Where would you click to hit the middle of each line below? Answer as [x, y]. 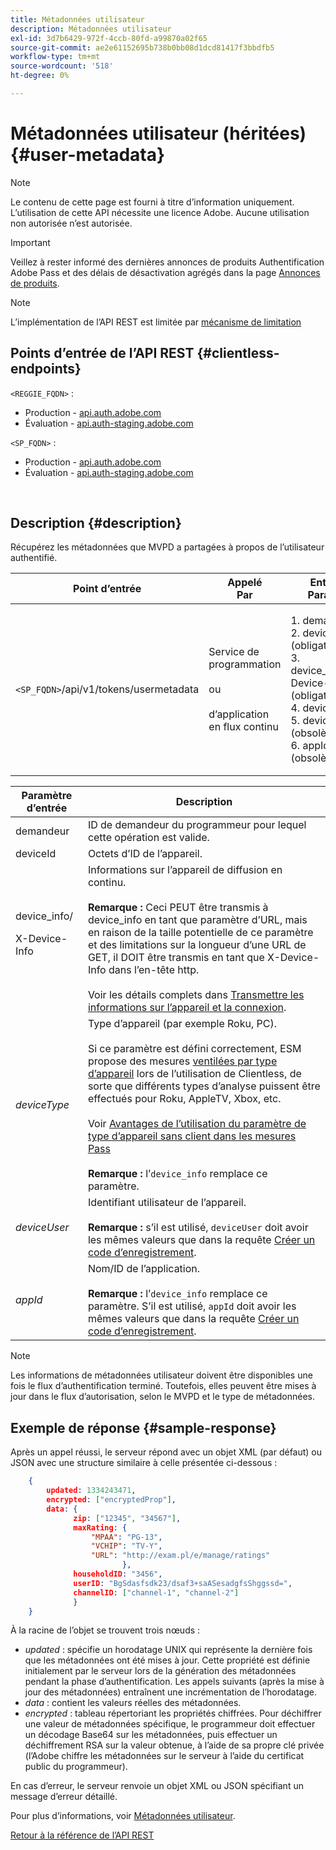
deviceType [42, 1105]
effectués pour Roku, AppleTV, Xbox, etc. [184, 1099]
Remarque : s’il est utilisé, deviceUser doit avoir [198, 1228]
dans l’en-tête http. [154, 970]
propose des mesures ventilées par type [182, 1061]
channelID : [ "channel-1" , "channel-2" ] [156, 1592]
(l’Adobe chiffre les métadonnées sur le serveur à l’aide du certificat [164, 1756]
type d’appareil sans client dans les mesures [192, 1136]
